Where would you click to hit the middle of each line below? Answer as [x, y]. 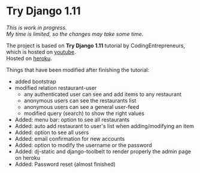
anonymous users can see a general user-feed [81, 107]
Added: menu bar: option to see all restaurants [72, 119]
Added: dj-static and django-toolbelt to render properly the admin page [103, 151]
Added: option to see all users [52, 132]
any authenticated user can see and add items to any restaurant [102, 94]
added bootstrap [35, 81]
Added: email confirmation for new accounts [70, 138]
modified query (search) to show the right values [84, 113]
